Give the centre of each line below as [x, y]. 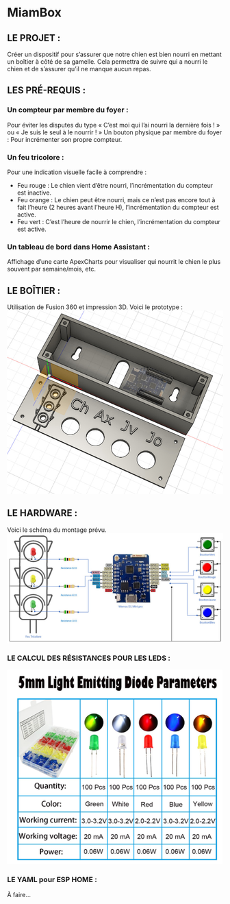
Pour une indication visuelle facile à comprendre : [77, 172]
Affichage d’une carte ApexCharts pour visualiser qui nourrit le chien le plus [114, 262]
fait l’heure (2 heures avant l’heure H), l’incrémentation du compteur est [118, 207]
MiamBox [34, 13]
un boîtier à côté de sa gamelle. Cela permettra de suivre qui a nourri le [107, 62]
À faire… [19, 894]
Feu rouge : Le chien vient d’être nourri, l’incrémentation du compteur [115, 185]
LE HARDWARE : [42, 513]
